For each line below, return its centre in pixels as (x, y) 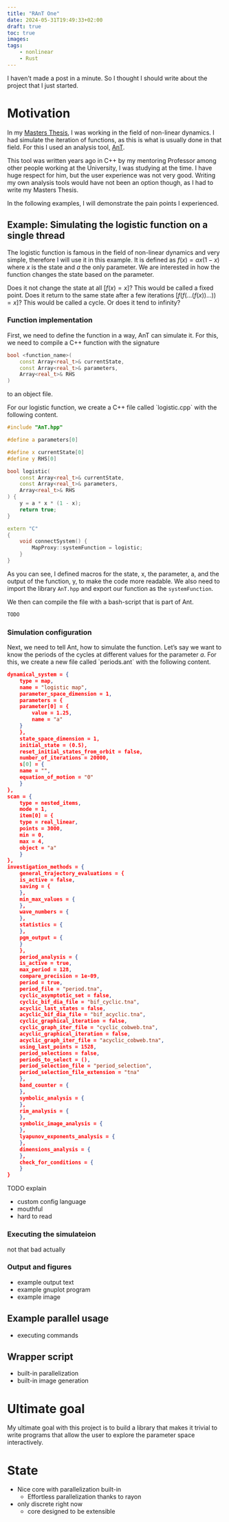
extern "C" (23, 529)
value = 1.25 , (52, 713)
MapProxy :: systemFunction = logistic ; (87, 548)
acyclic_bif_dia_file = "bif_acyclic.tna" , (83, 1015)
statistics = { (41, 925)
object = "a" (38, 848)
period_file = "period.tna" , (61, 989)
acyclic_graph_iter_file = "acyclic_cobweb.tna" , (92, 1040)
